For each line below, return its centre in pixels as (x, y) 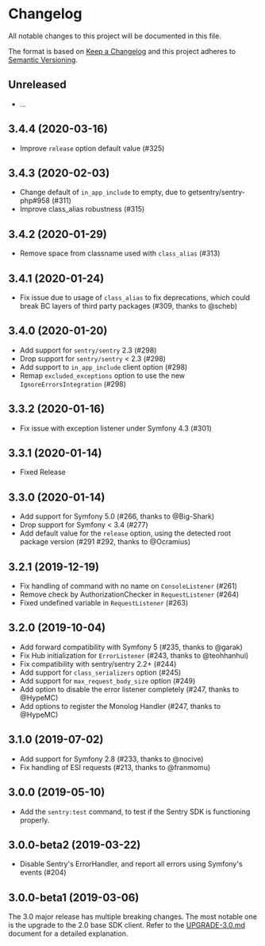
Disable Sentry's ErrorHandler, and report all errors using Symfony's (131, 864)
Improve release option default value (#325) (92, 148)
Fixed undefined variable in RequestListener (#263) (104, 603)
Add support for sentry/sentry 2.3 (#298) (88, 350)
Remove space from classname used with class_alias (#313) (120, 253)
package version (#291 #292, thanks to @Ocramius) (105, 542)
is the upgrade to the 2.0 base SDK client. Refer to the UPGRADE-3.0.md (127, 925)
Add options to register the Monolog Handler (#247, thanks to (120, 706)
